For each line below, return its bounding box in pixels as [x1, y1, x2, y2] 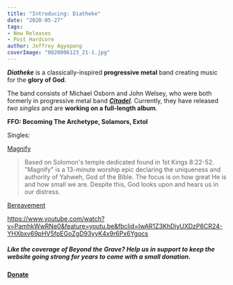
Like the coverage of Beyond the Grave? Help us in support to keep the [7, 245, 216, 254]
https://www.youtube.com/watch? [7, 214, 105, 223]
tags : [7, 23, 23, 30]
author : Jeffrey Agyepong [7, 43, 82, 49]
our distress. [24, 187, 61, 196]
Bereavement [7, 201, 46, 209]
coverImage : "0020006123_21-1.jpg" [7, 49, 111, 56]
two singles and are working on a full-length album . [7, 104, 158, 112]
